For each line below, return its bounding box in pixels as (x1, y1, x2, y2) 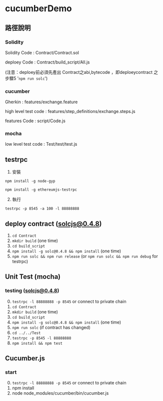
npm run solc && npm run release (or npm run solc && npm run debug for (12, 253, 158, 259)
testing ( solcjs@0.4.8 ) (5, 287, 59, 294)
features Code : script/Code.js (5, 118, 66, 124)
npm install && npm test (12, 341, 63, 346)
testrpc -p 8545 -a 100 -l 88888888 (5, 206, 79, 211)
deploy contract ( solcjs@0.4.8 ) (5, 220, 102, 228)
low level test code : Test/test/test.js (5, 141, 77, 147)
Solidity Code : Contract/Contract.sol (5, 49, 79, 55)
